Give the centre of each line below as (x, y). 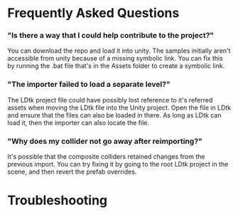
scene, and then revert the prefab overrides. (72, 172)
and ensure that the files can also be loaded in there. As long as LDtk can (114, 115)
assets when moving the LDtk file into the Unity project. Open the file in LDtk (119, 107)
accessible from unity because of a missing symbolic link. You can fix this (115, 58)
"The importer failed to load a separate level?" (89, 85)
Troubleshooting (58, 200)
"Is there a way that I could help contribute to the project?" (111, 36)
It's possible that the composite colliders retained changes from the (106, 157)
